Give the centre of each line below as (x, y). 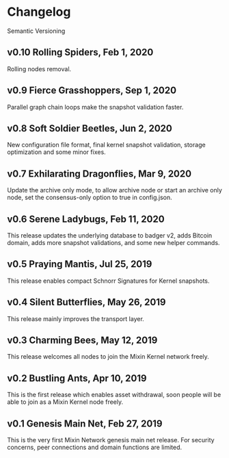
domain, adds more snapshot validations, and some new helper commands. (113, 243)
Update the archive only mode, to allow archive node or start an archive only (114, 190)
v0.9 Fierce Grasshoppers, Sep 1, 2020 (92, 91)
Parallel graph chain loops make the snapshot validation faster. (95, 107)
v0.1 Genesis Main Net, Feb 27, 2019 (85, 423)
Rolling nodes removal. (39, 68)
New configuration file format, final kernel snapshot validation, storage (107, 145)
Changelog (39, 12)
